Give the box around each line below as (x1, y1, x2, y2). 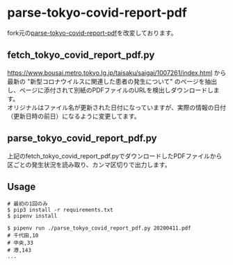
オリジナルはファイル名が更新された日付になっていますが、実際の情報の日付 (7, 103, 227, 112)
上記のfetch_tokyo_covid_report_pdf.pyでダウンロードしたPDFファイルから (7, 151, 223, 160)
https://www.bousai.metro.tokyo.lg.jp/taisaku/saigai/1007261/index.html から (7, 68, 227, 77)
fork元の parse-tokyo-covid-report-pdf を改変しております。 (7, 28, 177, 37)
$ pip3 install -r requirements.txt (7, 207, 113, 214)
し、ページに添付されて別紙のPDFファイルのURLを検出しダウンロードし (7, 85, 214, 94)
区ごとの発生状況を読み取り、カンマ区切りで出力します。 (7, 160, 171, 169)
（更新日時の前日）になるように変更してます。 (7, 112, 140, 120)
